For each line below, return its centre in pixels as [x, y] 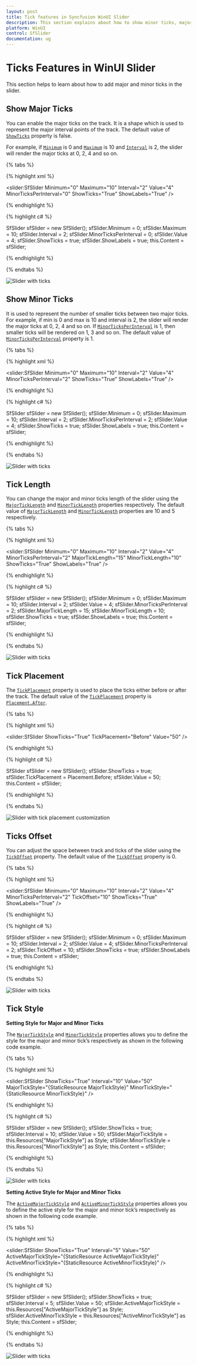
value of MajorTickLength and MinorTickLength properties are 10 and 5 [91, 511]
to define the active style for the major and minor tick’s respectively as [91, 1210]
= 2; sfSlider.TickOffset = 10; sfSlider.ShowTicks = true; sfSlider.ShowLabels [98, 950]
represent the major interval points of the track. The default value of [88, 129]
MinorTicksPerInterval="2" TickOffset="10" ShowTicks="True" [82, 897]
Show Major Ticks [40, 109]
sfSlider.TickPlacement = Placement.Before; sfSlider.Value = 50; [84, 777]
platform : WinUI [26, 28]
